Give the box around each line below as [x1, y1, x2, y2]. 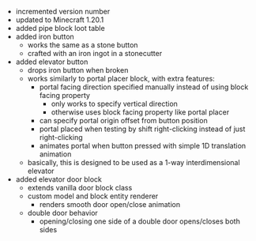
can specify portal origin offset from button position [39, 116, 208, 125]
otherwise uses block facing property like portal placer [51, 107, 230, 117]
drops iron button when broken [27, 66, 129, 74]
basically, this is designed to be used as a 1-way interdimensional [27, 158, 240, 167]
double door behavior [27, 209, 99, 217]
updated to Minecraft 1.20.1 [15, 15, 104, 24]
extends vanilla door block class [27, 183, 133, 192]
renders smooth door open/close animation [39, 200, 181, 209]
